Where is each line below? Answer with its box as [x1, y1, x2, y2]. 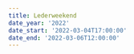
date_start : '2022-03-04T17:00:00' [8, 26, 128, 34]
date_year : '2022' [8, 19, 70, 27]
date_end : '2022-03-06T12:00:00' [8, 33, 120, 42]
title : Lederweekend [8, 11, 78, 20]
